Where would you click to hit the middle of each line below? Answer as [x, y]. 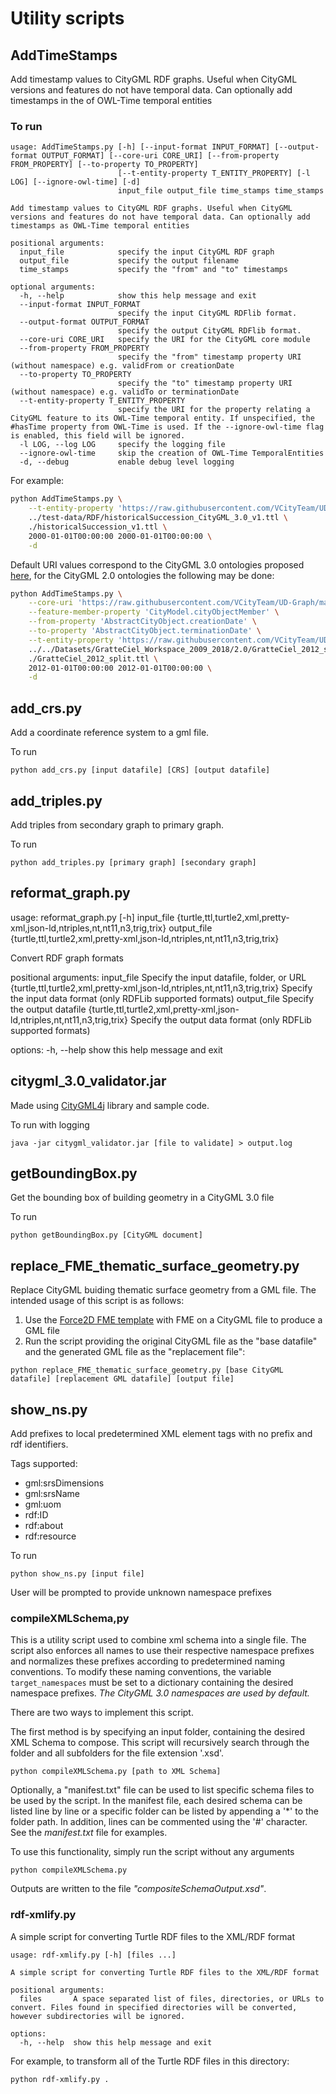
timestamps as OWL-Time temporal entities [100, 226]
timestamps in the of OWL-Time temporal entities [111, 100]
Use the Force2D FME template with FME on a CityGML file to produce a [173, 1320]
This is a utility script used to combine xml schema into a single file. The [158, 1640]
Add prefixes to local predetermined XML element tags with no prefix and [161, 1433]
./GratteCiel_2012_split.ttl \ [93, 658]
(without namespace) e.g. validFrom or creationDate [122, 366]
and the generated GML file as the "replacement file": [135, 1352]
